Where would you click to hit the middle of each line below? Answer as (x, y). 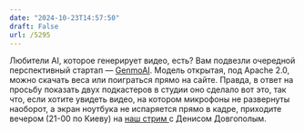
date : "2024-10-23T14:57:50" (65, 18)
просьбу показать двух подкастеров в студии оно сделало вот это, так (148, 90)
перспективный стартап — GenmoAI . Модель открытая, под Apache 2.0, (150, 70)
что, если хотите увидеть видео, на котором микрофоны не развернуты (150, 99)
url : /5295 (30, 35)
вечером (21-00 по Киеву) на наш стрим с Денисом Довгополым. (138, 118)
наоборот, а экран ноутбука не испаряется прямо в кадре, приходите (146, 109)
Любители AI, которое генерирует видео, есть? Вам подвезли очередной (152, 61)
